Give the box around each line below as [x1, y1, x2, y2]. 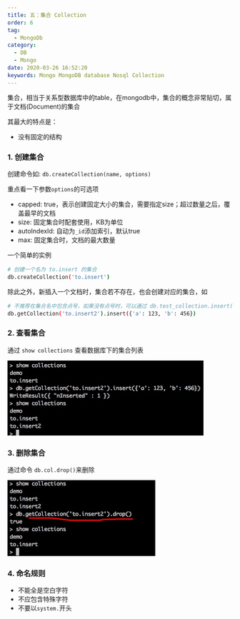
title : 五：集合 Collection [7, 11, 87, 19]
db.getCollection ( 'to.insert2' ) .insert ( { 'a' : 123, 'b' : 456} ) [7, 310, 196, 317]
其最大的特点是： [7, 117, 58, 126]
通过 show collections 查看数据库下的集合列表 [7, 346, 144, 354]
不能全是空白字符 [17, 586, 69, 595]
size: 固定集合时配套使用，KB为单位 [17, 218, 124, 226]
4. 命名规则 [7, 568, 46, 578]
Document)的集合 [28, 102, 81, 111]
